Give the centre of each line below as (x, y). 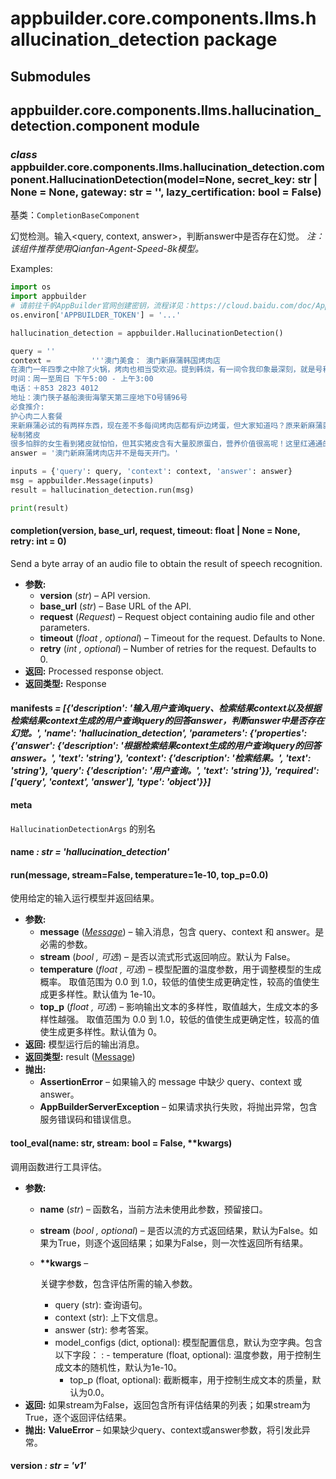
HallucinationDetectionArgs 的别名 (83, 828)
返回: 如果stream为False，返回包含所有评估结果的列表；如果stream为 (168, 1404)
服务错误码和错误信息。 (88, 1119)
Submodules (51, 76)
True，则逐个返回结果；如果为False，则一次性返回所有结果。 (183, 1243)
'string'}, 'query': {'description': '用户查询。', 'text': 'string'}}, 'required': (165, 771)
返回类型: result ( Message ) (80, 1057)
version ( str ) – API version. (95, 595)
